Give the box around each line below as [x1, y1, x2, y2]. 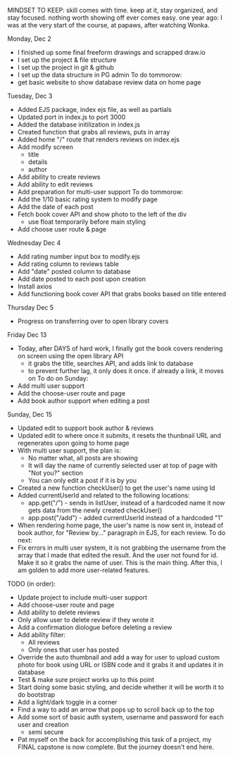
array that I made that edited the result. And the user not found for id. [17, 551, 218, 559]
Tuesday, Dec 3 [7, 91, 53, 100]
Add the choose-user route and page [17, 389, 125, 397]
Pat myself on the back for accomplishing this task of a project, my [17, 735, 212, 743]
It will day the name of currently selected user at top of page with [27, 461, 218, 469]
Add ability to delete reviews [17, 608, 101, 617]
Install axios [17, 282, 53, 291]
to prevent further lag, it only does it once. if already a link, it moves [27, 367, 224, 375]
